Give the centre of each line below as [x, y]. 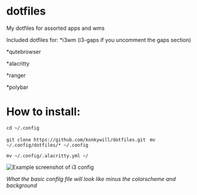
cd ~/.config [23, 128]
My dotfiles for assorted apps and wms [56, 28]
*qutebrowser [24, 51]
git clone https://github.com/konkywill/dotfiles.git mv [81, 140]
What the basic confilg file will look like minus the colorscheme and [91, 179]
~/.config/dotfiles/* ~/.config [47, 145]
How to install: [43, 112]
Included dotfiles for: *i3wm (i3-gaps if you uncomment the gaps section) [99, 40]
